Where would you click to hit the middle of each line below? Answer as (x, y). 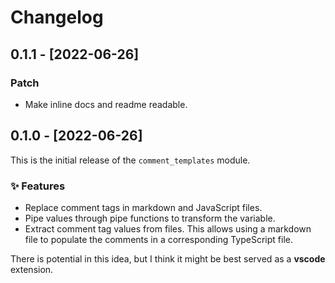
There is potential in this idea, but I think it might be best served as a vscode (168, 258)
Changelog (57, 17)
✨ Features (38, 186)
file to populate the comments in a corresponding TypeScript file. (158, 239)
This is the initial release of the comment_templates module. (130, 160)
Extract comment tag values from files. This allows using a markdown (168, 228)
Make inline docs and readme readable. (106, 104)
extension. (32, 269)
